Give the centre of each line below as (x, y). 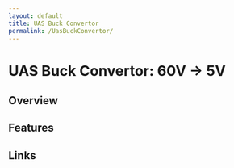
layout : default (36, 16)
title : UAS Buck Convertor (54, 23)
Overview (33, 101)
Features (31, 128)
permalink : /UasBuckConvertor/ (61, 31)
